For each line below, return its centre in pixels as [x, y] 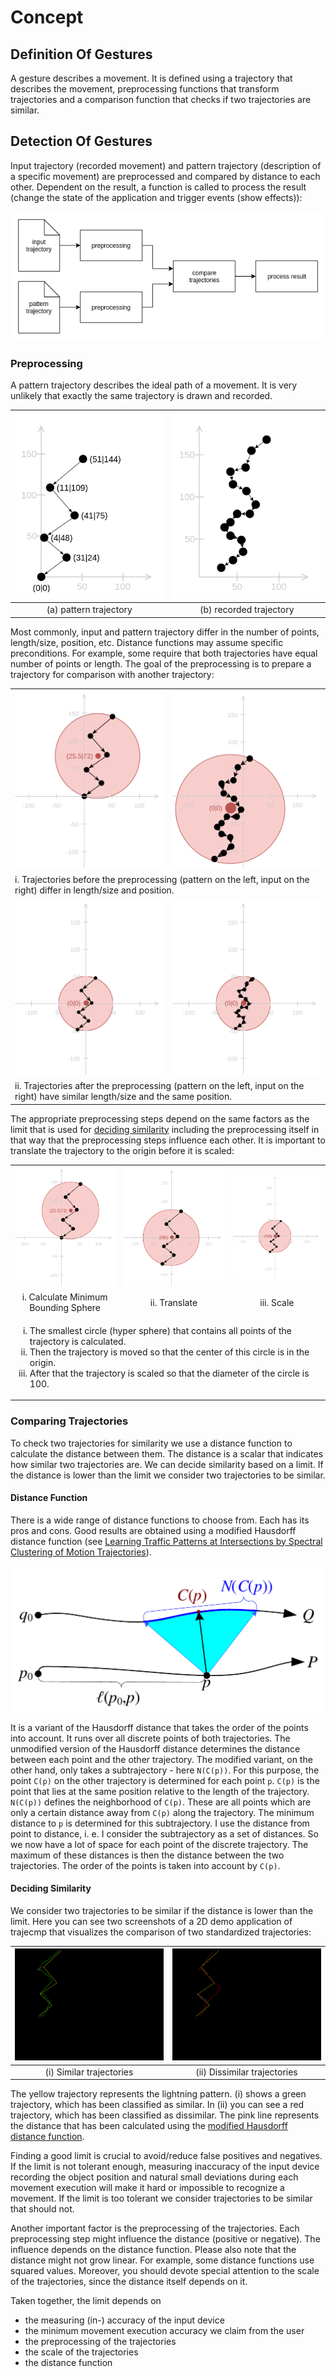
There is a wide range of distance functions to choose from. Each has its [160, 1520]
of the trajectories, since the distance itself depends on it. [129, 2282]
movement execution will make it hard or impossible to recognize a [147, 2188]
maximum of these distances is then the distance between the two [147, 1855]
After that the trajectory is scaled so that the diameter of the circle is [169, 1373]
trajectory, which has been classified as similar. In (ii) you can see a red [157, 2105]
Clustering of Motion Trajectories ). [81, 1552]
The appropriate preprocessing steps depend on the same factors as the [160, 1118]
